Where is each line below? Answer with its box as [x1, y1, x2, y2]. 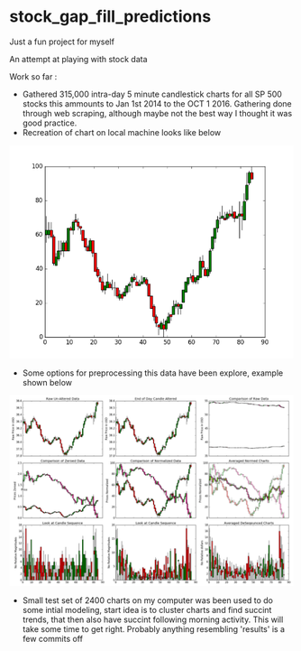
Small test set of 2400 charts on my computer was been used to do [22, 594, 273, 606]
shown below [22, 377, 72, 387]
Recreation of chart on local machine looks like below [22, 126, 222, 137]
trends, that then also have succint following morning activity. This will [22, 614, 284, 625]
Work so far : [9, 70, 58, 82]
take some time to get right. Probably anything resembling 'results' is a [22, 623, 286, 634]
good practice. [22, 117, 78, 128]
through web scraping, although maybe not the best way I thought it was [22, 107, 293, 118]
